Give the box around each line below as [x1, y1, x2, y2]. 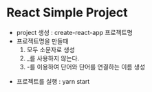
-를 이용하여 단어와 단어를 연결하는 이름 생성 [26, 62, 146, 71]
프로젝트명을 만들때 [16, 36, 69, 45]
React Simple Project [6, 5, 128, 21]
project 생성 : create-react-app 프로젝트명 [16, 28, 133, 36]
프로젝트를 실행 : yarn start [16, 77, 90, 85]
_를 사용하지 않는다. [26, 54, 80, 62]
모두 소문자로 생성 [26, 45, 75, 54]
